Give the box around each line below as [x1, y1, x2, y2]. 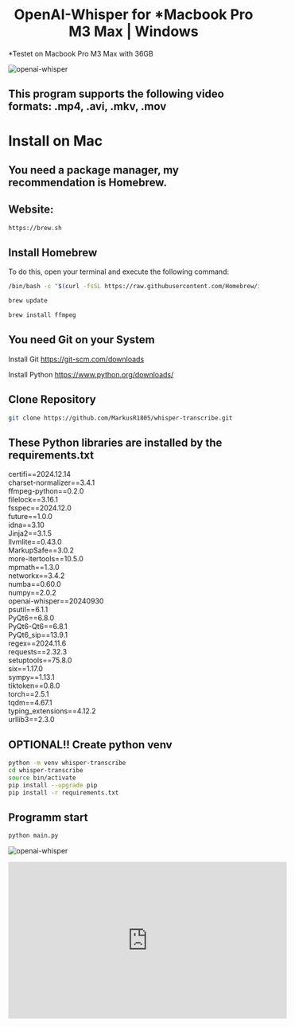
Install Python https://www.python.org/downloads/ [8, 369, 174, 379]
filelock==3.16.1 [8, 495, 58, 505]
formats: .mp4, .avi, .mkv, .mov [8, 100, 167, 113]
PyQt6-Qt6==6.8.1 [8, 622, 68, 631]
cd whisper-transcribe [8, 767, 83, 775]
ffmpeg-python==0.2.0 [8, 486, 84, 496]
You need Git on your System [8, 333, 155, 347]
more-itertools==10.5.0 [8, 554, 83, 564]
